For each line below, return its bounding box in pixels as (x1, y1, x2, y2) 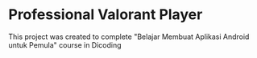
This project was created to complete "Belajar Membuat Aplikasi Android (8, 32, 250, 41)
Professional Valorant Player (8, 6, 203, 24)
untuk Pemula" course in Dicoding (8, 40, 122, 49)
